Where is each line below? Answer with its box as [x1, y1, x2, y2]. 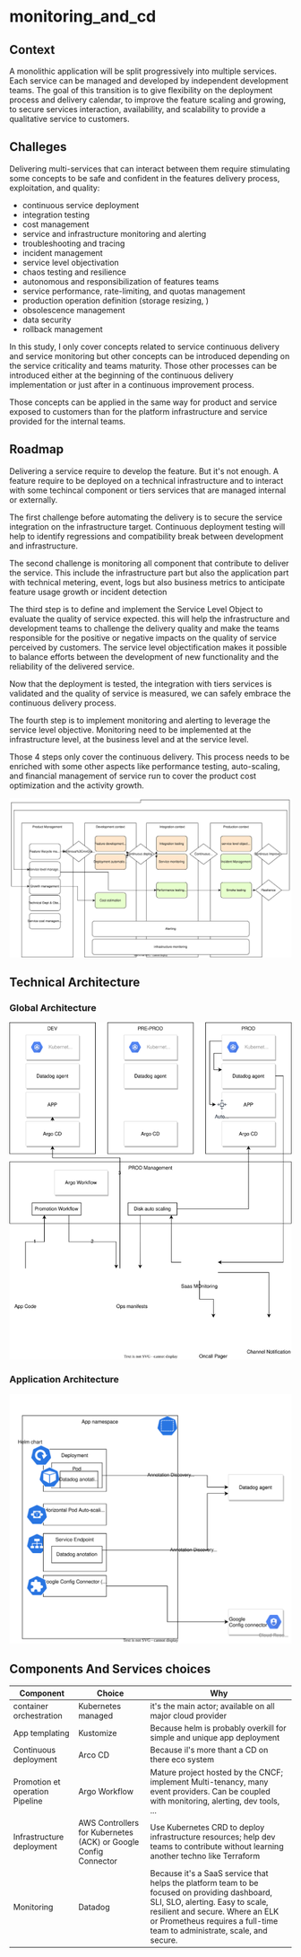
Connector [78, 1856, 118, 1866]
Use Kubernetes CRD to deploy [150, 1822, 265, 1833]
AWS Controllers [78, 1817, 140, 1828]
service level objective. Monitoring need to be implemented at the [9, 724, 252, 735]
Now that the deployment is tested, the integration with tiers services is [9, 678, 272, 689]
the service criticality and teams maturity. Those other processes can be [9, 360, 278, 371]
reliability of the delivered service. [9, 661, 135, 671]
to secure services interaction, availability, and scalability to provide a [9, 104, 266, 114]
